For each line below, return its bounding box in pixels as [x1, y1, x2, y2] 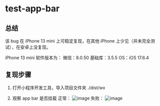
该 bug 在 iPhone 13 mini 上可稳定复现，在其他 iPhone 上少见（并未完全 [5, 38, 151, 44]
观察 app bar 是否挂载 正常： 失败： [12, 95, 104, 101]
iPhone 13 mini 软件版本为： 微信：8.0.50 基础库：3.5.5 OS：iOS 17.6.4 [5, 55, 149, 60]
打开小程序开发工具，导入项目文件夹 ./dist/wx [12, 85, 106, 91]
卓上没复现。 [24, 44, 51, 50]
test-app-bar [5, 3, 60, 14]
